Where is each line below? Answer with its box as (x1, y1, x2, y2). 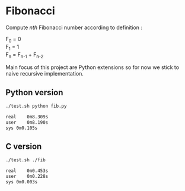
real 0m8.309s (5, 114, 49, 120)
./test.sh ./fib (5, 157, 46, 163)
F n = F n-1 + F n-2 (5, 51, 44, 60)
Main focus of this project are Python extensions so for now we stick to (5, 64, 179, 71)
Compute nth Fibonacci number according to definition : (5, 24, 143, 31)
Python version (5, 87, 63, 98)
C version (5, 142, 42, 152)
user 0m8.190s (5, 119, 49, 126)
